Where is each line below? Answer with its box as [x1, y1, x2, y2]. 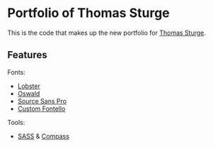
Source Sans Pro [17, 97, 67, 105]
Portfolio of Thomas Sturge [7, 5, 170, 21]
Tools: [7, 118, 25, 126]
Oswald [17, 89, 40, 97]
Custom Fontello [17, 104, 66, 113]
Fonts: [7, 67, 26, 76]
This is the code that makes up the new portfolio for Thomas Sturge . [7, 28, 207, 37]
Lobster [17, 82, 40, 90]
